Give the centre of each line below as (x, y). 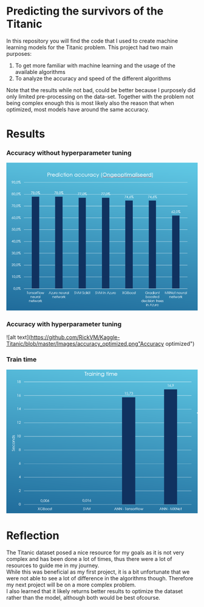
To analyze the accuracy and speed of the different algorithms (93, 78)
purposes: (19, 53)
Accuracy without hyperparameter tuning (69, 153)
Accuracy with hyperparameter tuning (64, 324)
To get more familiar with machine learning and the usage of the (95, 65)
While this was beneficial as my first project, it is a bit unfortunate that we (98, 572)
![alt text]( (19, 337)
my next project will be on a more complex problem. (71, 585)
